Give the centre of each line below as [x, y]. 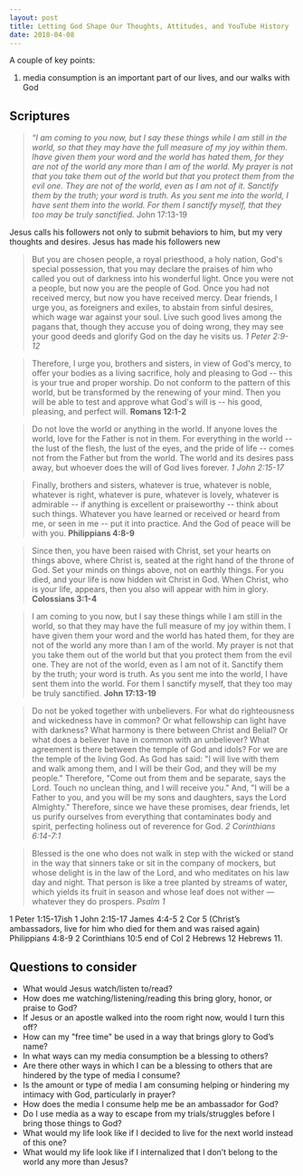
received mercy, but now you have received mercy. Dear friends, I [154, 298]
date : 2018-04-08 [42, 34]
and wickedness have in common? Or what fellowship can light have [159, 721]
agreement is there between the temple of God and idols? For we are [160, 750]
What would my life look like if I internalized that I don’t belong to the [150, 1152]
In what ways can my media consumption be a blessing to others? [145, 1056]
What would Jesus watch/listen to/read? [98, 989]
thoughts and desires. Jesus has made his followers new [115, 242]
